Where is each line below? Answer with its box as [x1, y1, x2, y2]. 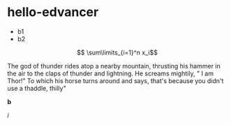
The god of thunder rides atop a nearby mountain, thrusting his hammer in [7, 61, 221, 70]
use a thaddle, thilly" [7, 84, 66, 92]
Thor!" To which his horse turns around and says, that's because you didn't [7, 76, 224, 84]
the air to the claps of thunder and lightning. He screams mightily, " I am [7, 69, 214, 78]
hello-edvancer [7, 4, 99, 20]
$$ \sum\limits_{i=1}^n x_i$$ [76, 48, 158, 57]
